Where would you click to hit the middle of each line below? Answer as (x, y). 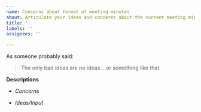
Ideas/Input (29, 103)
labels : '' (20, 28)
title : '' (19, 23)
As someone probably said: (40, 56)
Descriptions (22, 80)
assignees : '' (24, 34)
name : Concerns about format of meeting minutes (68, 12)
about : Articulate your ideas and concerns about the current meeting (96, 17)
